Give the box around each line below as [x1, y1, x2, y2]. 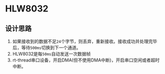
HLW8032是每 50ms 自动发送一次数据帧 [12, 51, 91, 56]
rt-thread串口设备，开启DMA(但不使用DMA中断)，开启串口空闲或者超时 [12, 57, 160, 63]
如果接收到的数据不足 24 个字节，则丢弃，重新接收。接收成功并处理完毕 [12, 38, 157, 44]
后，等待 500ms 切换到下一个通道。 [12, 44, 81, 50]
